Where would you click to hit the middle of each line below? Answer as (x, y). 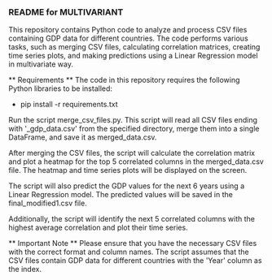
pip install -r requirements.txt (69, 105)
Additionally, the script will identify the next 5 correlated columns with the (132, 219)
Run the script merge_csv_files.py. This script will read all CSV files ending (133, 120)
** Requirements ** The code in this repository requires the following (124, 80)
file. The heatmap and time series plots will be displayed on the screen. (128, 170)
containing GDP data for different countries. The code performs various (128, 38)
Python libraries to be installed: (60, 88)
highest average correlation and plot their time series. (99, 228)
